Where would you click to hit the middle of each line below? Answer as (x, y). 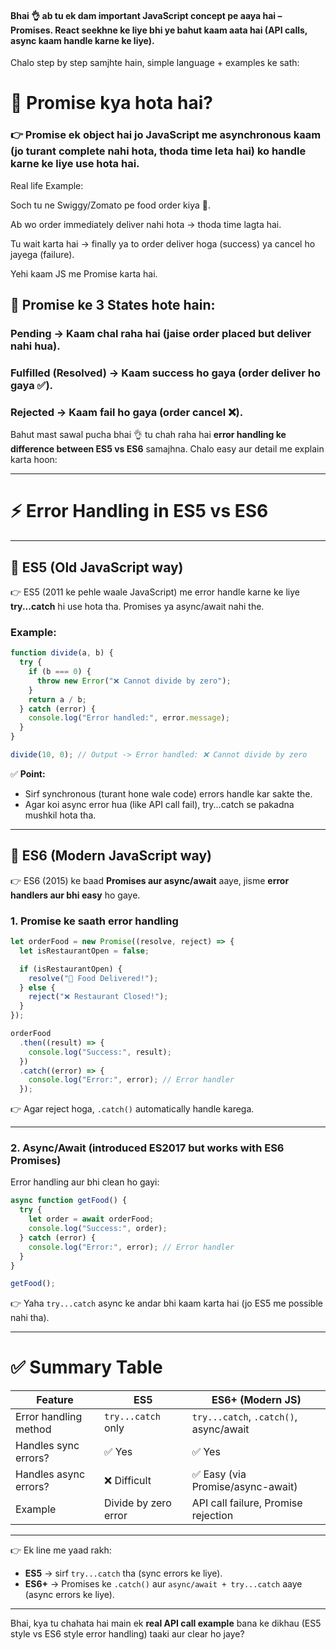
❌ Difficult (127, 1481)
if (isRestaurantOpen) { (71, 969)
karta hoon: (34, 460)
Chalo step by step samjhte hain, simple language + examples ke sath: (155, 63)
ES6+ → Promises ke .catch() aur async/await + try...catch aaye (163, 1584)
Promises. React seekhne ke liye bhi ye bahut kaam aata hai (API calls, (159, 30)
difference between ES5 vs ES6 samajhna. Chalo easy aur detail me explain (167, 449)
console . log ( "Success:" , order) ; (98, 1229)
